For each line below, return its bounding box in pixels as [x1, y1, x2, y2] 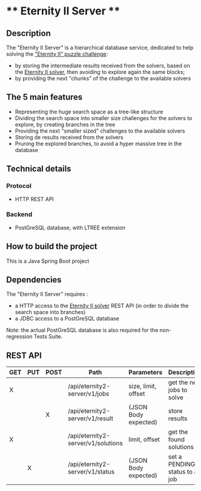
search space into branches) [14, 309, 86, 316]
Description [6, 28, 51, 38]
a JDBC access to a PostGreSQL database [14, 315, 120, 322]
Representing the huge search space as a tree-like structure [14, 108, 163, 115]
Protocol [6, 182, 32, 190]
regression [6, 333, 33, 340]
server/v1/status [68, 468, 115, 476]
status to [168, 468, 193, 476]
